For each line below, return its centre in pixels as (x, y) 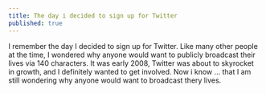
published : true (35, 23)
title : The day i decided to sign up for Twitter (93, 16)
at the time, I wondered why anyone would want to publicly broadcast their (132, 55)
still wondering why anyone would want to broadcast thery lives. (115, 80)
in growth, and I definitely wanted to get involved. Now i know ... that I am (130, 71)
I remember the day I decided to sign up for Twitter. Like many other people (133, 46)
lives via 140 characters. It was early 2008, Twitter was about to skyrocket (131, 63)
